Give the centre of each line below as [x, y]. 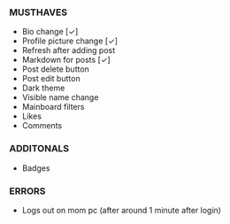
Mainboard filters [53, 107]
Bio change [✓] [50, 32]
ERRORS [27, 190]
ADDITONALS [39, 149]
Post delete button [56, 69]
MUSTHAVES [38, 12]
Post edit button [51, 79]
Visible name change [60, 97]
